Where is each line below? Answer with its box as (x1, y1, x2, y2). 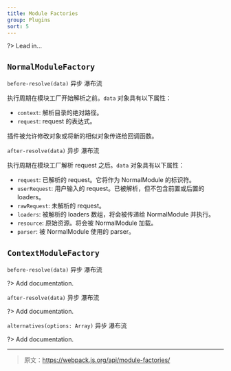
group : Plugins (7, 17, 51, 23)
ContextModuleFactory (7, 248, 100, 258)
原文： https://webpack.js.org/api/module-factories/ (23, 356, 170, 364)
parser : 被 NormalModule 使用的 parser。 (16, 228, 135, 236)
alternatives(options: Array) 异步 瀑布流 (7, 321, 127, 330)
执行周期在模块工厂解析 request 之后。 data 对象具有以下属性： (7, 161, 185, 170)
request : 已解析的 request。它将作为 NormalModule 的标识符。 (16, 176, 196, 184)
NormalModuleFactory (7, 61, 96, 72)
